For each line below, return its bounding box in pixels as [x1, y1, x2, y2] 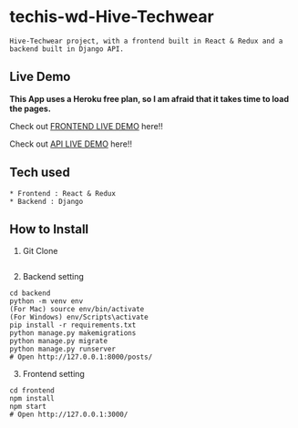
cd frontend [9, 386, 55, 395]
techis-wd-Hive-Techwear [9, 6, 214, 27]
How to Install [9, 221, 89, 237]
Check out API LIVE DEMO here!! [9, 138, 132, 149]
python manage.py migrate [9, 337, 108, 346]
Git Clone [22, 246, 58, 257]
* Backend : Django [9, 197, 84, 206]
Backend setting [22, 271, 85, 282]
